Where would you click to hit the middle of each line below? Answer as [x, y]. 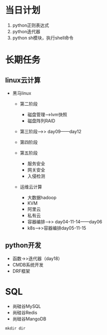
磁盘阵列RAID [41, 121]
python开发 [23, 245]
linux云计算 [23, 80]
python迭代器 [26, 31]
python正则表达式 [30, 25]
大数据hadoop [42, 197]
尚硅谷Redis [25, 312]
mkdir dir [15, 328]
